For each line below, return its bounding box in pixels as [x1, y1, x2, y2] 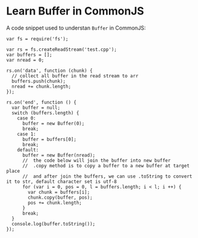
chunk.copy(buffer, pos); [28, 195, 93, 201]
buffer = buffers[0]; [22, 136, 77, 143]
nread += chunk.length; [11, 83, 71, 89]
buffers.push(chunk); [11, 78, 66, 84]
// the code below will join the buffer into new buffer [22, 157, 171, 164]
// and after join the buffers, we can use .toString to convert [22, 173, 193, 179]
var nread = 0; [6, 57, 45, 63]
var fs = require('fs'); [6, 36, 69, 42]
